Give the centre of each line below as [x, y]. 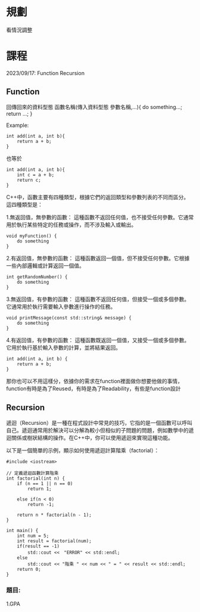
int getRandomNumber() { [37, 277]
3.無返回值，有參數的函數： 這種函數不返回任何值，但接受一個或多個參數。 [98, 299]
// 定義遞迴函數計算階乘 [32, 473]
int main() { [22, 530]
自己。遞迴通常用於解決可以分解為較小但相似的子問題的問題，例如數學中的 [97, 430]
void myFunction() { [32, 236]
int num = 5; [33, 536]
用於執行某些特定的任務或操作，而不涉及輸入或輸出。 [71, 225]
